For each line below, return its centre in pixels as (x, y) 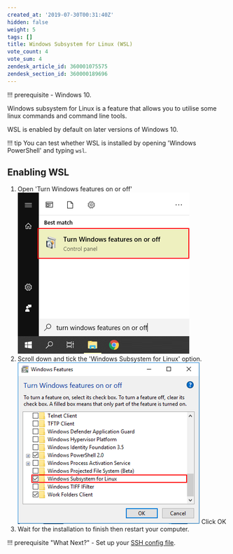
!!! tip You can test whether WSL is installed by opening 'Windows (102, 143)
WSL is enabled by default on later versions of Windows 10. (93, 129)
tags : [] (20, 37)
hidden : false (28, 22)
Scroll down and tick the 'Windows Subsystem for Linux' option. (110, 359)
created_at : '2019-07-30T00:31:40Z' (61, 15)
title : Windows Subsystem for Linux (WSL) (70, 44)
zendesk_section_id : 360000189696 (58, 74)
